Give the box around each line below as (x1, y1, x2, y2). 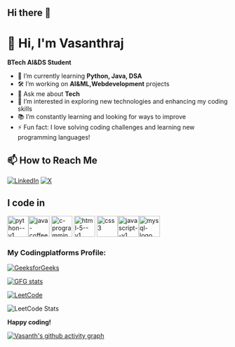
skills (17, 104, 33, 113)
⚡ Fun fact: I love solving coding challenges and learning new (17, 123, 195, 132)
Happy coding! (7, 318, 51, 327)
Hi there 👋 (7, 7, 51, 19)
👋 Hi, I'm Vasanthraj (7, 35, 124, 51)
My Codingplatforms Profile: (7, 247, 107, 257)
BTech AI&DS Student (7, 58, 72, 67)
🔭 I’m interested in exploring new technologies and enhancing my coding (17, 97, 228, 106)
